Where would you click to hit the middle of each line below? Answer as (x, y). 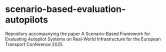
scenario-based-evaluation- (65, 9)
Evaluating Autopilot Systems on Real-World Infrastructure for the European (83, 39)
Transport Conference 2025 (34, 44)
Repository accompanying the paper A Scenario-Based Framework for (78, 33)
